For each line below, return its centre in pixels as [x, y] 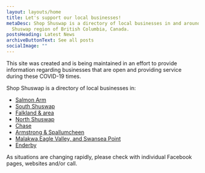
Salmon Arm [31, 100]
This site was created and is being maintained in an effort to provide [92, 63]
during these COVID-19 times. [44, 76]
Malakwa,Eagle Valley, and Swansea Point [68, 138]
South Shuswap [35, 106]
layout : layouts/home [34, 12]
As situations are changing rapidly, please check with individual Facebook [99, 157]
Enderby [26, 145]
